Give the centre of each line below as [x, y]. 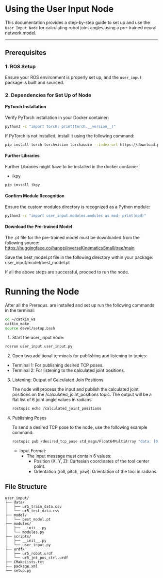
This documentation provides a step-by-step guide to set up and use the [78, 22]
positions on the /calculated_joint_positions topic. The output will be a [82, 395]
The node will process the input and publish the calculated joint [75, 389]
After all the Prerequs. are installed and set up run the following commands [80, 305]
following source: [22, 243]
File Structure [26, 487]
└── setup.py [18, 570]
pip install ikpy [23, 185]
